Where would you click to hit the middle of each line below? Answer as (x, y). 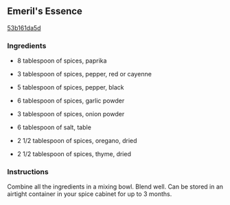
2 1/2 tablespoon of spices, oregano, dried (77, 141)
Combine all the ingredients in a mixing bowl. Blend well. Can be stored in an (115, 187)
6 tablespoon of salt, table (54, 127)
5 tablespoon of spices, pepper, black (70, 87)
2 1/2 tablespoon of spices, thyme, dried (74, 154)
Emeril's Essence (45, 11)
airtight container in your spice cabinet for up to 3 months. (90, 194)
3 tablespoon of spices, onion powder (71, 114)
